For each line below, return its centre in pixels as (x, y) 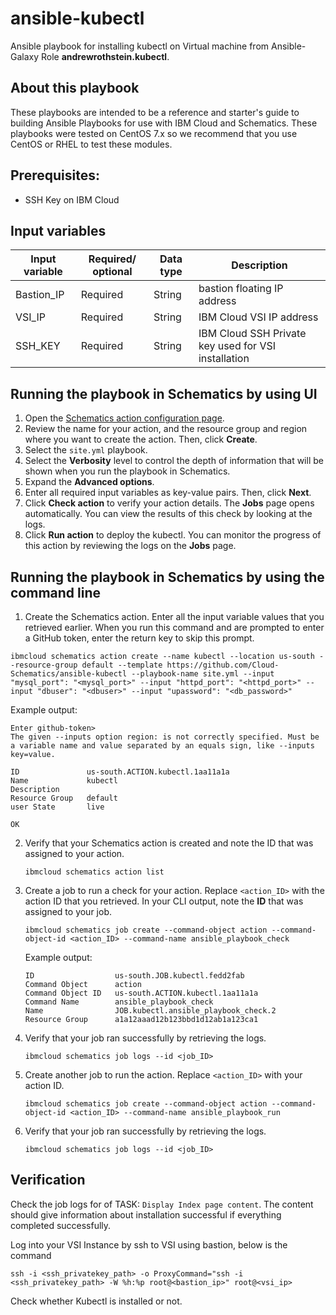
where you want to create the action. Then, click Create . (141, 439)
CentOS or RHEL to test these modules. (91, 144)
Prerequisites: (55, 175)
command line (56, 592)
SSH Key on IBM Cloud (72, 199)
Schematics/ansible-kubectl (69, 674)
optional (112, 272)
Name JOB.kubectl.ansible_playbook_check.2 (150, 1011)
